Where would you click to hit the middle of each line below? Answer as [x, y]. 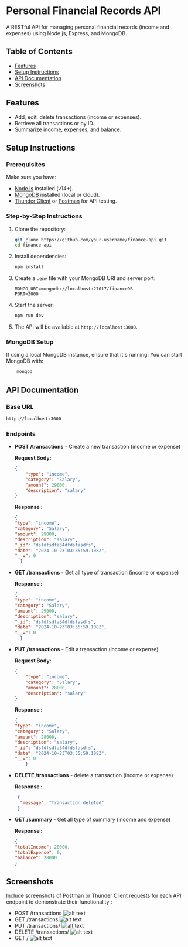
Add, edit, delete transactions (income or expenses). [78, 117]
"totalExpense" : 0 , [38, 852]
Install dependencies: [40, 257]
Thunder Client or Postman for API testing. [66, 201]
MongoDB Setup [30, 342]
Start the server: [34, 305]
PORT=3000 [27, 294]
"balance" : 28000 [36, 858]
